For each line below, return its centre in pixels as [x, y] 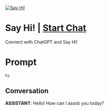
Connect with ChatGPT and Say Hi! [41, 42]
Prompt [21, 62]
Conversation [27, 91]
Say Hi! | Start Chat [46, 28]
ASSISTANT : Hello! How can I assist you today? [55, 103]
